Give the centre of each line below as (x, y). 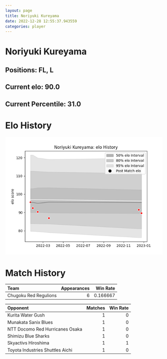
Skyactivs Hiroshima (28, 343)
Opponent (18, 308)
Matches (96, 308)
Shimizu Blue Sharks (28, 336)
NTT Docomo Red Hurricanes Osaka (45, 329)
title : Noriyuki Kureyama (32, 16)
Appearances (75, 288)
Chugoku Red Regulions (32, 296)
